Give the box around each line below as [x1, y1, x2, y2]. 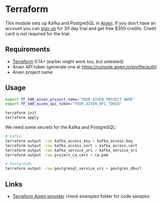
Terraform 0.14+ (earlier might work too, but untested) [12, 58, 124, 64]
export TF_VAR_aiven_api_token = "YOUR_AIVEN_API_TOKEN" [5, 101, 122, 106]
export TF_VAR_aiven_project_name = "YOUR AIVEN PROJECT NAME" [5, 96, 135, 102]
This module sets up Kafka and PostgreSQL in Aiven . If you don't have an [5, 20, 156, 26]
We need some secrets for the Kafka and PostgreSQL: [5, 124, 116, 130]
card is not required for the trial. [5, 30, 71, 36]
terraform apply [5, 115, 39, 120]
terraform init [5, 110, 37, 115]
